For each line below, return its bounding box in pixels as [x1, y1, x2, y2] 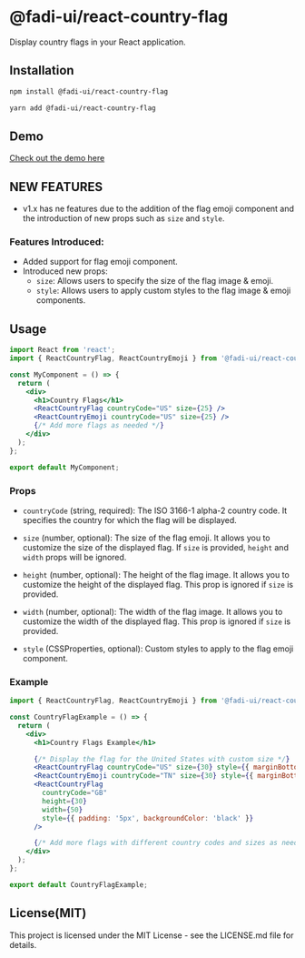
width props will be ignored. [22, 551, 127, 562]
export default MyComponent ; [9, 462, 120, 472]
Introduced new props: [22, 266, 108, 277]
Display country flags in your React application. [9, 36, 186, 47]
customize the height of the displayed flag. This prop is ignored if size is [22, 579, 293, 590]
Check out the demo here [9, 153, 105, 164]
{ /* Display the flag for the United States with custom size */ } [33, 754, 290, 763]
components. [35, 295, 86, 306]
